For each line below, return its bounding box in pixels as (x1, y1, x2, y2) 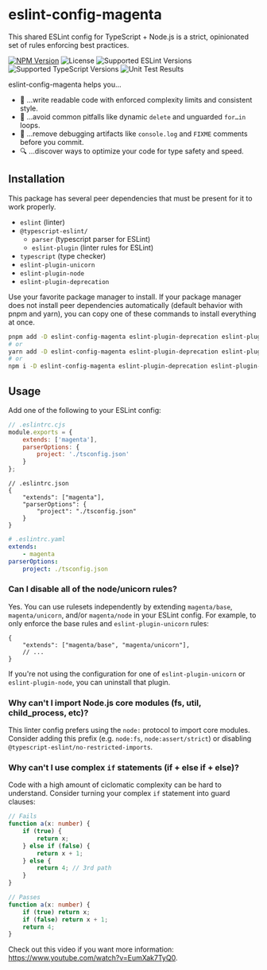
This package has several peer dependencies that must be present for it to (8, 193, 253, 203)
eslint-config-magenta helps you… (8, 80, 122, 89)
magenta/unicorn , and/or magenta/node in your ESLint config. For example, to (8, 610, 257, 620)
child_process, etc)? (8, 707, 89, 718)
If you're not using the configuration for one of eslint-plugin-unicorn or (8, 668, 246, 678)
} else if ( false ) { (22, 842, 91, 850)
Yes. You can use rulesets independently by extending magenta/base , (8, 602, 233, 611)
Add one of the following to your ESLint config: (8, 405, 161, 415)
